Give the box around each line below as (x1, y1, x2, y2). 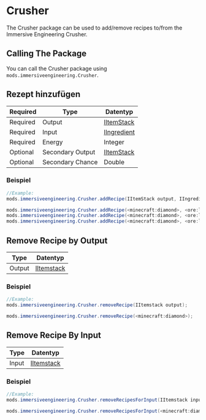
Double (104, 157, 124, 166)
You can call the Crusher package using (6, 65, 107, 72)
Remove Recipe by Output (6, 235, 108, 246)
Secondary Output (42, 148, 96, 156)
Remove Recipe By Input (6, 330, 101, 341)
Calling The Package (6, 49, 87, 59)
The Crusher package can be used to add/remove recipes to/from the (6, 24, 183, 31)
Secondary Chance (42, 157, 98, 166)
